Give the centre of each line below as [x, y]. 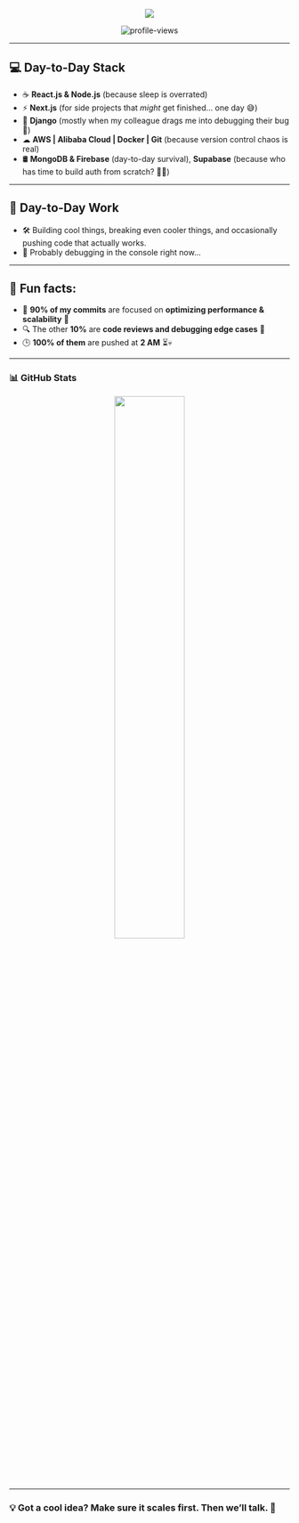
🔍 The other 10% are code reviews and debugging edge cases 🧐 [143, 329]
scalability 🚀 [45, 320]
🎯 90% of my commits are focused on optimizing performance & [143, 310]
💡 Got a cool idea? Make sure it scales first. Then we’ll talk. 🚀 [143, 1507]
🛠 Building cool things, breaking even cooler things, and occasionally [149, 230]
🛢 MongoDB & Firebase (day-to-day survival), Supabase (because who [154, 158]
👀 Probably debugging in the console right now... [112, 252]
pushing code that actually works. [84, 243]
